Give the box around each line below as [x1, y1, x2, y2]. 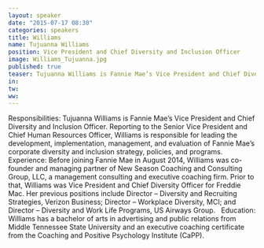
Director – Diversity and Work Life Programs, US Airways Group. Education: [8, 205, 256, 215]
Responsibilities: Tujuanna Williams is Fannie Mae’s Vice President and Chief [8, 113, 255, 123]
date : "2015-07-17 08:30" [8, 19, 93, 27]
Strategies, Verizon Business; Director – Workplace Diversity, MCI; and [8, 198, 236, 207]
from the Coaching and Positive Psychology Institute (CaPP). [8, 231, 204, 240]
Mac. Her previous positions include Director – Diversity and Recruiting [8, 189, 237, 198]
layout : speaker [8, 11, 61, 20]
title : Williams [8, 33, 61, 42]
